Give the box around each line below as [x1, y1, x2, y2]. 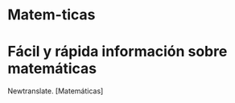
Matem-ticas [7, 6, 96, 24]
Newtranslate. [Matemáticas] [7, 86, 104, 96]
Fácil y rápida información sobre [7, 43, 228, 61]
